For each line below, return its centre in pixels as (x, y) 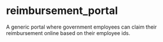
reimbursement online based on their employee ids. (68, 33)
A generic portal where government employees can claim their (81, 27)
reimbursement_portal (62, 11)
